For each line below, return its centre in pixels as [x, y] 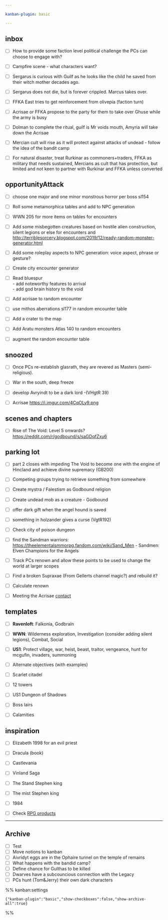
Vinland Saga [26, 773]
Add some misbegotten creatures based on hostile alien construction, [84, 227]
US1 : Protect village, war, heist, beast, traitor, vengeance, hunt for [80, 649]
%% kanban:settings [27, 890]
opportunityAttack [34, 185]
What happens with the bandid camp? [51, 863]
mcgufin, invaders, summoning [44, 655]
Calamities [23, 715]
